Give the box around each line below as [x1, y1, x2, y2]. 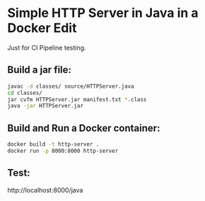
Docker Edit [7, 20, 77, 36]
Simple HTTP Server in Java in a [7, 5, 199, 21]
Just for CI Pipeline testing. [7, 43, 86, 52]
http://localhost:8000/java [7, 185, 83, 194]
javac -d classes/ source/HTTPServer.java [7, 83, 134, 90]
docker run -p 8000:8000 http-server [7, 147, 119, 154]
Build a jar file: [7, 64, 72, 76]
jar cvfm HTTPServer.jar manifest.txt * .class [7, 96, 147, 103]
